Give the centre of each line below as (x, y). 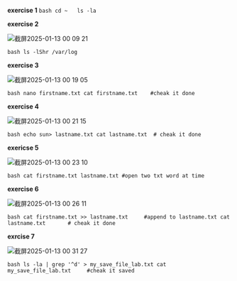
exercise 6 (23, 189)
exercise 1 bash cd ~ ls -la (52, 10)
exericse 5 (23, 148)
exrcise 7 (21, 236)
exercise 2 (23, 24)
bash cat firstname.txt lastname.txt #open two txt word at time (106, 176)
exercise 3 (23, 65)
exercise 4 (23, 106)
